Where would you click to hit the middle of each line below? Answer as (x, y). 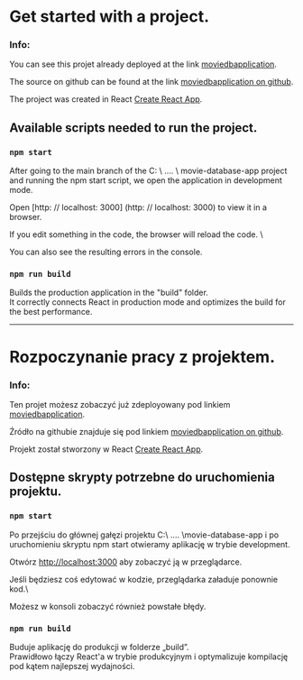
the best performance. (51, 312)
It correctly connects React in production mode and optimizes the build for (147, 302)
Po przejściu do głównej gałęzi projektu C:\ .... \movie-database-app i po (144, 535)
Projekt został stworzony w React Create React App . (106, 449)
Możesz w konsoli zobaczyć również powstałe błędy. (108, 606)
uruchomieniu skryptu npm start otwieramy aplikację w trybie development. (150, 544)
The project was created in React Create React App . (106, 99)
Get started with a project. (110, 17)
